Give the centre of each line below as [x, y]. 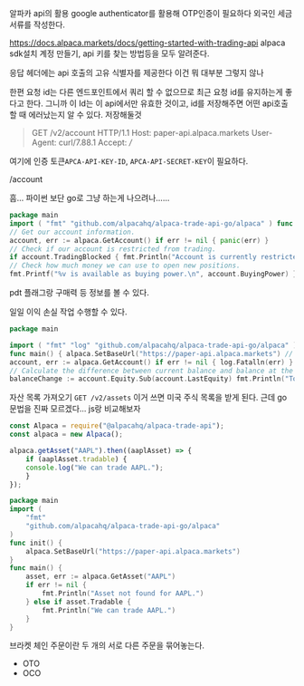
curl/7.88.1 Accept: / [95, 142]
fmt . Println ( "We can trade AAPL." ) [109, 610]
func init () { [36, 543]
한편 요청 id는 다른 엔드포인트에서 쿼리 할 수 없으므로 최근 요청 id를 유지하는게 [146, 92]
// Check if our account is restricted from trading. [113, 249]
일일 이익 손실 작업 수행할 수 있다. [68, 312]
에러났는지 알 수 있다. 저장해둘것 [85, 115]
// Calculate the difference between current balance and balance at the [152, 371]
